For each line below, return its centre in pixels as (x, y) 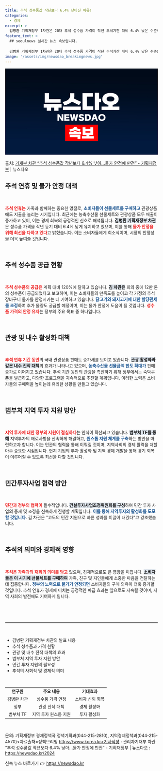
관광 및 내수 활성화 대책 (38, 338)
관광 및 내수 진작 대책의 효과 (39, 652)
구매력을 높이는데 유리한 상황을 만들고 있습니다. (63, 384)
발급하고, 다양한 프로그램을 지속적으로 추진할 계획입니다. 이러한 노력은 (80, 378)
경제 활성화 (90, 707)
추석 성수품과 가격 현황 (33, 646)
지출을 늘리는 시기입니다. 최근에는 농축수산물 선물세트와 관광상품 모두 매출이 (86, 214)
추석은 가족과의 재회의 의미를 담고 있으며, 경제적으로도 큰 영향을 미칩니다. (74, 572)
